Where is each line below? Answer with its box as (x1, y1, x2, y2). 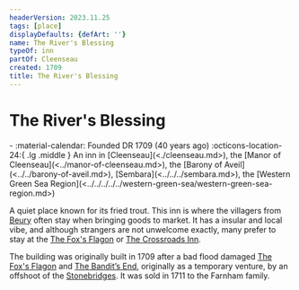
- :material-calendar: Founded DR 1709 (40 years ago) (9, 140, 209, 151)
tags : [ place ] (9, 22, 63, 31)
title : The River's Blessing (9, 72, 119, 81)
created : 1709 (9, 64, 63, 73)
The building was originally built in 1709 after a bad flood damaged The (9, 250, 272, 261)
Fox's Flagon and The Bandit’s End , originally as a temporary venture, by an (9, 260, 289, 271)
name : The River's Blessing (9, 38, 115, 48)
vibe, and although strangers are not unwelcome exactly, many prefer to (9, 224, 277, 234)
